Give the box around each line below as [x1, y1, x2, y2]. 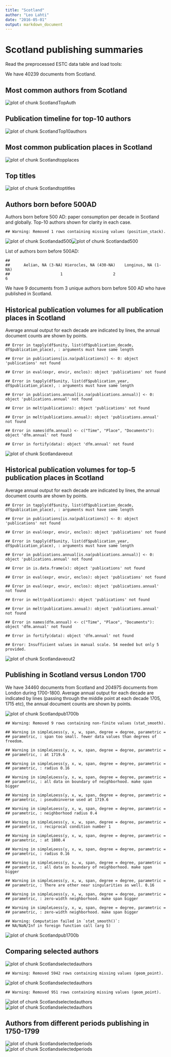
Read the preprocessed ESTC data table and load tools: [5, 61, 122, 67]
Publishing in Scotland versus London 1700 [5, 671, 146, 679]
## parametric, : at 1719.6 [5, 752, 66, 757]
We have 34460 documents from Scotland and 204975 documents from [5, 684, 158, 690]
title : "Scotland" [5, 7, 45, 13]
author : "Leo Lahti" [5, 12, 50, 17]
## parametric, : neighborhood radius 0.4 [5, 811, 97, 816]
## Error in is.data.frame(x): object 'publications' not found [5, 565, 145, 571]
